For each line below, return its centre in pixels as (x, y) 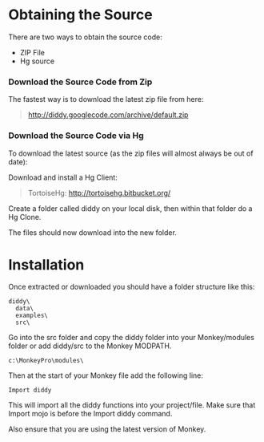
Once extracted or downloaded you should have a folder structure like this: (132, 287)
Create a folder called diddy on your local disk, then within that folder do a (130, 208)
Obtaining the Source (81, 15)
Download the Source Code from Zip (80, 82)
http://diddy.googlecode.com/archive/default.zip (108, 115)
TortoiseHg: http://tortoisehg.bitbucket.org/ (99, 193)
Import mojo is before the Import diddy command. (90, 414)
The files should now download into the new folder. (93, 232)
